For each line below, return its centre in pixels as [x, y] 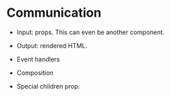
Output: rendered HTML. [52, 45]
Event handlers [38, 59]
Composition [35, 73]
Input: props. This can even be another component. [90, 32]
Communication [54, 13]
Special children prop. [48, 86]
